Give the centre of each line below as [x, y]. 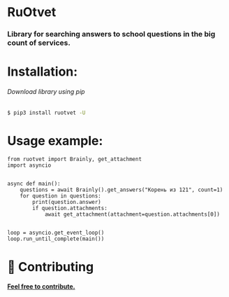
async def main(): [34, 184]
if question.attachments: [70, 208]
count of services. [39, 43]
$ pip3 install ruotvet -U [46, 113]
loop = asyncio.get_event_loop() [56, 233]
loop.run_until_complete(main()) [56, 239]
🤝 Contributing [51, 267]
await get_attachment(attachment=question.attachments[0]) [132, 214]
